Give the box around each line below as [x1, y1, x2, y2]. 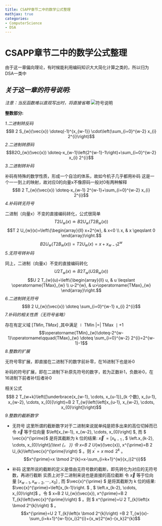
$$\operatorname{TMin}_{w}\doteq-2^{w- [39, 330, 124, 335]
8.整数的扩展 [5, 348, 30, 354]
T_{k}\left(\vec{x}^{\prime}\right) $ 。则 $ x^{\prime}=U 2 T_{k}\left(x [12, 496, 150, 502]
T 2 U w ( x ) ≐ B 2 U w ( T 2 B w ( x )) [54, 219, 109, 225]
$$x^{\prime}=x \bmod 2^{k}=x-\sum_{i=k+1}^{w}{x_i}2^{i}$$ [23, 456, 147, 462]
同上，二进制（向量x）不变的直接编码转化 [5, 260, 88, 267]
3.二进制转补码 [5, 163, 35, 169]
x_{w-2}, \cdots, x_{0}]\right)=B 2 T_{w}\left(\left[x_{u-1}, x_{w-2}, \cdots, [8, 399, 155, 405]
